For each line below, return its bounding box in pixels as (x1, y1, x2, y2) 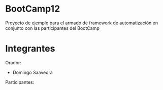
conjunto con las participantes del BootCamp (5, 25, 100, 31)
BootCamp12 (5, 3, 60, 15)
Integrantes (5, 43, 55, 55)
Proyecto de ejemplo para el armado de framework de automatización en (5, 20, 158, 26)
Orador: (5, 59, 22, 66)
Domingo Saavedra (12, 69, 53, 75)
